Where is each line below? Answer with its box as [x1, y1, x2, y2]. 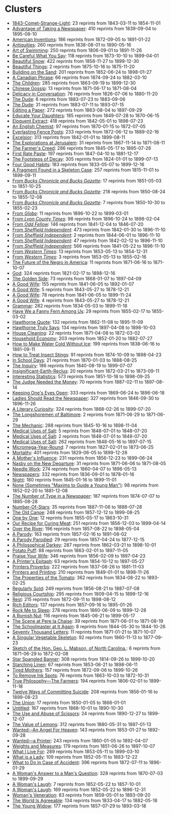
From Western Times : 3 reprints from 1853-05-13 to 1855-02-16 [12, 254, 147, 260]
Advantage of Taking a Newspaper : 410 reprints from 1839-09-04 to [12, 25, 157, 31]
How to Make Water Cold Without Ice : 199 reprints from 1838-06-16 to [12, 341, 160, 347]
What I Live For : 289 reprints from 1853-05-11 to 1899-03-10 [12, 748, 139, 755]
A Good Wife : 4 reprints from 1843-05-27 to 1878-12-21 [12, 297, 130, 303]
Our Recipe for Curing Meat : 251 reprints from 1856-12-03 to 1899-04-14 [12, 520, 166, 526]
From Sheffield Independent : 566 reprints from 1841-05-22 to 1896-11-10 [12, 243, 165, 249]
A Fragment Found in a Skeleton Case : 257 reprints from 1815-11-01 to [12, 167, 159, 173]
